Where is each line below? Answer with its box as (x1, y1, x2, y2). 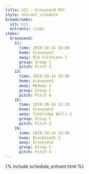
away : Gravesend (18, 140, 54, 145)
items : (5, 31, 19, 36)
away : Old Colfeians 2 (18, 54, 68, 60)
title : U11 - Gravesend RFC (5, 7, 65, 13)
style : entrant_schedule (5, 12, 58, 17)
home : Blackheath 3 (18, 135, 60, 140)
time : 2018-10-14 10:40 (18, 74, 70, 79)
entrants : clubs (10, 26, 44, 32)
